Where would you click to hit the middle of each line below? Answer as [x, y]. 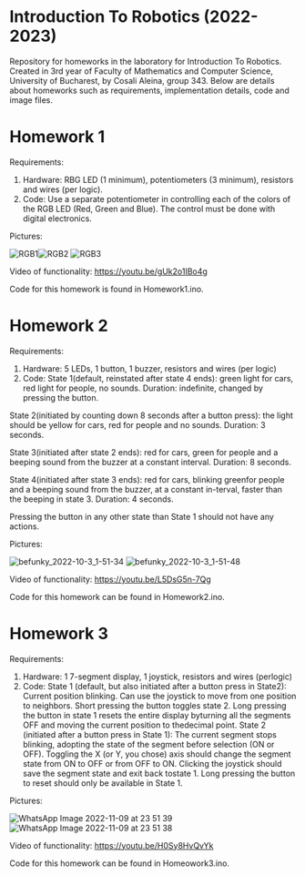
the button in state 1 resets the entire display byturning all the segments [157, 715]
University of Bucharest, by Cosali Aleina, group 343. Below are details [142, 80]
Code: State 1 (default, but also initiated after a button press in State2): [154, 686]
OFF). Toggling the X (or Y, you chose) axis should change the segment [157, 754]
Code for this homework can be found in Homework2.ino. [117, 596]
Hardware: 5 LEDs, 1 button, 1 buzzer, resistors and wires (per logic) [150, 368]
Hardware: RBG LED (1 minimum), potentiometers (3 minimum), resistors [158, 179]
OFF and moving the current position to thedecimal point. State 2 [144, 725]
